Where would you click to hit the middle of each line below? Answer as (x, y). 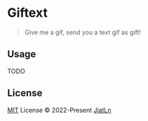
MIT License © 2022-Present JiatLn (59, 110)
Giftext (27, 13)
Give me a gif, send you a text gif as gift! (83, 32)
